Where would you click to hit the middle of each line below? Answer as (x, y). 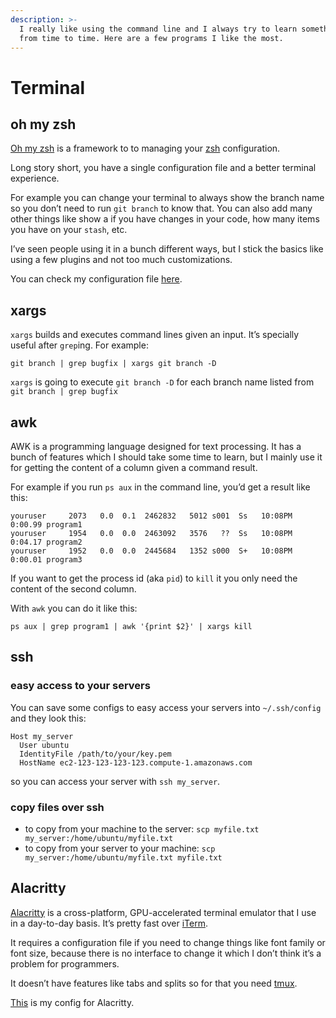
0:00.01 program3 (46, 560)
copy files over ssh (57, 807)
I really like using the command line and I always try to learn (158, 29)
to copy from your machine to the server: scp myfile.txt (142, 828)
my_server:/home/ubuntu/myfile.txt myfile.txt (123, 857)
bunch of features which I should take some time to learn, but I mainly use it (166, 457)
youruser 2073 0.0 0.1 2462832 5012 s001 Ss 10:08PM (151, 516)
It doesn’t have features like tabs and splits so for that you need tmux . (154, 983)
